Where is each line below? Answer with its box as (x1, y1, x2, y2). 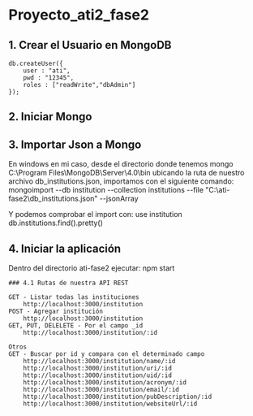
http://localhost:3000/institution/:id (23, 329, 158, 337)
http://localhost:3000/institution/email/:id (23, 386, 180, 394)
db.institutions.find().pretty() (8, 218, 104, 228)
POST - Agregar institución (8, 307, 104, 316)
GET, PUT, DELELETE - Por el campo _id (8, 322, 144, 330)
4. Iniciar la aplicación (8, 241, 122, 255)
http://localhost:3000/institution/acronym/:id (23, 379, 187, 387)
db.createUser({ (8, 59, 63, 67)
